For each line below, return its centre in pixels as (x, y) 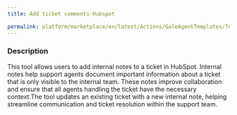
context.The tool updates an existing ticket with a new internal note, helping (117, 97)
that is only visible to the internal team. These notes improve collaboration (115, 81)
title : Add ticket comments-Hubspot (61, 14)
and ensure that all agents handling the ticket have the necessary (102, 89)
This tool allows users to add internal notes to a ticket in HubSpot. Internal (115, 66)
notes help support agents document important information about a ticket (114, 74)
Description (28, 52)
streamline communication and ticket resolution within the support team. (113, 104)
